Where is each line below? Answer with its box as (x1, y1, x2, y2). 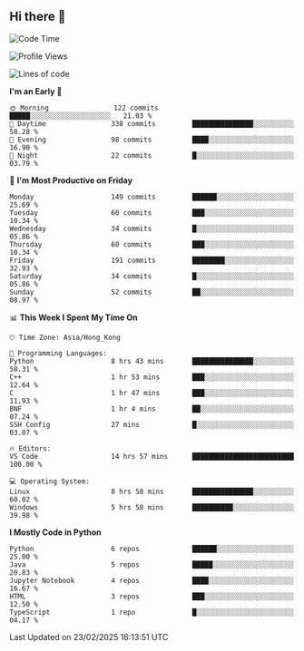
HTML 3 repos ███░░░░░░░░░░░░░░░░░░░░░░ (9, 591, 295, 601)
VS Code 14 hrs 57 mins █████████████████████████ (9, 452, 295, 461)
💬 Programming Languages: (9, 348, 107, 358)
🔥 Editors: (9, 443, 52, 453)
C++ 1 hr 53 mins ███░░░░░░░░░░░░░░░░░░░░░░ (9, 373, 295, 382)
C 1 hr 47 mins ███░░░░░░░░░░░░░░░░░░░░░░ (9, 388, 295, 397)
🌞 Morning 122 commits (9, 103, 159, 112)
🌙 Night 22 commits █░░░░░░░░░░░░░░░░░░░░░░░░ (9, 151, 295, 160)
